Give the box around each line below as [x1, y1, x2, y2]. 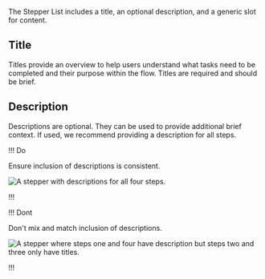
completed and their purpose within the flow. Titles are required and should [8, 68, 258, 78]
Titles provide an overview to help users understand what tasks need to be [8, 59, 255, 69]
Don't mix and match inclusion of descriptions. [8, 223, 162, 232]
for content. [8, 15, 47, 25]
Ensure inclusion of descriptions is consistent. [8, 160, 161, 171]
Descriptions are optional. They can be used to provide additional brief [8, 121, 243, 131]
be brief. [8, 76, 36, 87]
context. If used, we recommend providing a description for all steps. [8, 130, 237, 139]
